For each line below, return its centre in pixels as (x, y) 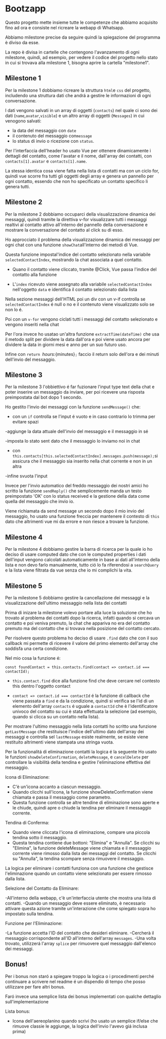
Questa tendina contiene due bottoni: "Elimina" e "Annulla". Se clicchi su (86, 843)
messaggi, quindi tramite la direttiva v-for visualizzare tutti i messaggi (76, 219)
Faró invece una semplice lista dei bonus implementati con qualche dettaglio (83, 996)
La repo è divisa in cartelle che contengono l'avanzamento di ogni (72, 52)
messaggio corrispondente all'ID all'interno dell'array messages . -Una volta (81, 938)
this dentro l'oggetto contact (41, 686)
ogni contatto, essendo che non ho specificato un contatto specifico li (77, 181)
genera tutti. (18, 186)
